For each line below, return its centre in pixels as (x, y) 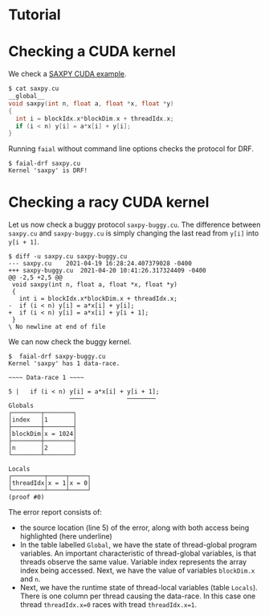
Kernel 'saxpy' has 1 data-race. (64, 363)
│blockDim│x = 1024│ (43, 434)
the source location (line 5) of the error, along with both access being (134, 528)
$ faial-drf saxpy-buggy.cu (57, 357)
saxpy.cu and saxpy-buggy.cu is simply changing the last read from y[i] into (134, 233)
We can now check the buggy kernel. (70, 342)
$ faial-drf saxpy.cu (45, 164)
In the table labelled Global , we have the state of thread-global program (138, 545)
